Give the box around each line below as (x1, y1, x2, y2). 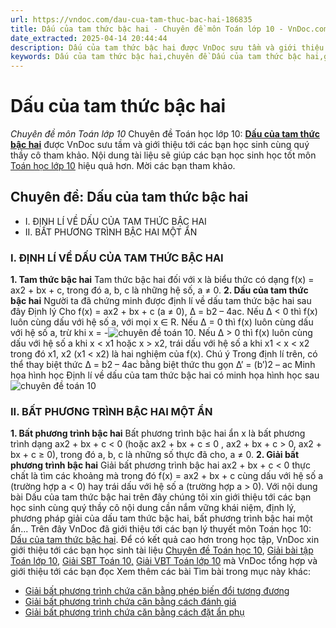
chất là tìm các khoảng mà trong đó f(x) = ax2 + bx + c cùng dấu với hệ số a (10, 470, 324, 482)
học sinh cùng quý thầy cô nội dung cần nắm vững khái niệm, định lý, (10, 502, 297, 514)
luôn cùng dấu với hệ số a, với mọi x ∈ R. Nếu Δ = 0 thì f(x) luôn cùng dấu (10, 316, 314, 328)
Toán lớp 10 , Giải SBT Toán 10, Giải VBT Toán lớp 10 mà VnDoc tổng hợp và (10, 555, 318, 567)
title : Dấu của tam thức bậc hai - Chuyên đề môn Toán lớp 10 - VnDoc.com (10, 24, 329, 34)
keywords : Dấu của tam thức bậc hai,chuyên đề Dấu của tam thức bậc (10, 52, 302, 62)
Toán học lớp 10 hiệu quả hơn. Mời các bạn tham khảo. (10, 160, 236, 172)
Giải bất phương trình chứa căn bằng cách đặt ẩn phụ (24, 606, 245, 618)
